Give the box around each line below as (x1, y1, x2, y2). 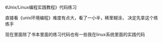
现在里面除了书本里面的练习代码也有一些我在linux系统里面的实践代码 (5, 32, 145, 37)
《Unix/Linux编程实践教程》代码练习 (5, 4, 77, 10)
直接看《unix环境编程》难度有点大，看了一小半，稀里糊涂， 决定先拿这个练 (5, 15, 159, 21)
